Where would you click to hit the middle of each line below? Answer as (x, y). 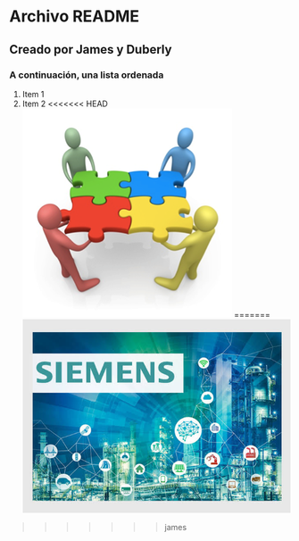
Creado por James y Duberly (91, 50)
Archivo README (75, 17)
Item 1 (33, 94)
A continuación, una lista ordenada (87, 75)
